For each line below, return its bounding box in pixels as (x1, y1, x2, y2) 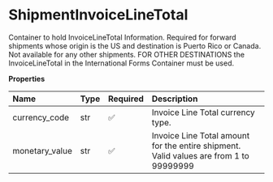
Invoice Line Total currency (151, 107, 255, 118)
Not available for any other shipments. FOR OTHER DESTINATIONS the (8, 49, 245, 59)
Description (151, 93, 198, 104)
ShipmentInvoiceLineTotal (8, 6, 188, 24)
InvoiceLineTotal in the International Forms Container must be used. (8, 58, 235, 68)
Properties (8, 74, 45, 83)
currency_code (12, 112, 70, 123)
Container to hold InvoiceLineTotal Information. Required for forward (8, 32, 237, 42)
